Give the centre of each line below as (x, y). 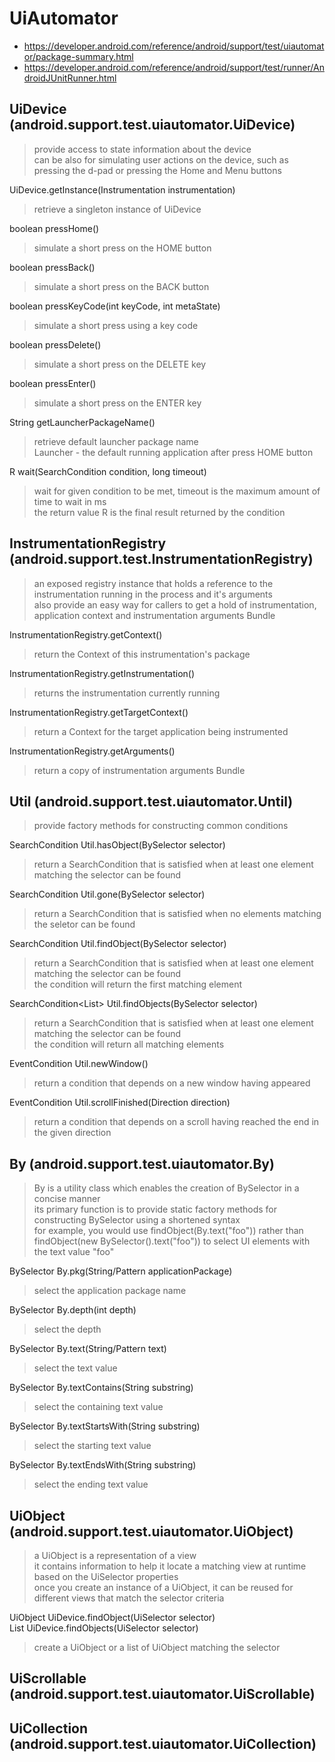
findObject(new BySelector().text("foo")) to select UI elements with (172, 1241)
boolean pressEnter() (53, 383)
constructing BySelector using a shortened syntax (137, 1220)
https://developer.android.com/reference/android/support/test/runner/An (174, 67)
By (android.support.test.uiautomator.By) (142, 1163)
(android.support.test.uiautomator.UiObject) (151, 1531)
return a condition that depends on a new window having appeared (172, 1083)
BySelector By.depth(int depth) (73, 1310)
